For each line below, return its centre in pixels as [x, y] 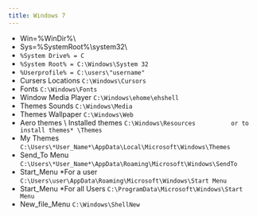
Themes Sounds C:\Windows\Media [76, 106]
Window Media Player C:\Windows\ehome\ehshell [99, 97]
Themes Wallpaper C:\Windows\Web [76, 114]
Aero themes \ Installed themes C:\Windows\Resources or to [134, 122]
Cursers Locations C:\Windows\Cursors [83, 80]
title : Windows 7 [37, 15]
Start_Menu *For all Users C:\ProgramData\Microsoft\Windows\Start [131, 188]
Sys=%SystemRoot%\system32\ [73, 46]
